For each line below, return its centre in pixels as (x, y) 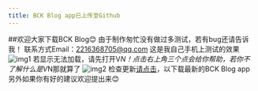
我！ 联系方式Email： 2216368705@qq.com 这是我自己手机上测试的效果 (124, 49)
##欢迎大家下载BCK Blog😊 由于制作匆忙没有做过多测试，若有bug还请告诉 (129, 39)
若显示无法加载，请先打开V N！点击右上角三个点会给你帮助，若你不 (142, 59)
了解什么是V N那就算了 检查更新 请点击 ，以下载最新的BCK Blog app (129, 69)
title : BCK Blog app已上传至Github (64, 15)
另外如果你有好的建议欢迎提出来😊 (64, 78)
